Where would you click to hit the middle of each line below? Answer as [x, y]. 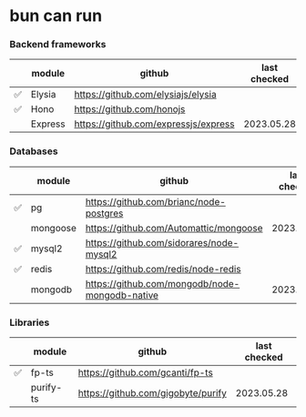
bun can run [56, 16]
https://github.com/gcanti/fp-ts [146, 372]
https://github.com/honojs [130, 109]
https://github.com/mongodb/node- [163, 283]
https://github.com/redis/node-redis [163, 269]
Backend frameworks [58, 45]
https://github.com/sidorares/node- [162, 242]
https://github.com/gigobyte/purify [153, 393]
